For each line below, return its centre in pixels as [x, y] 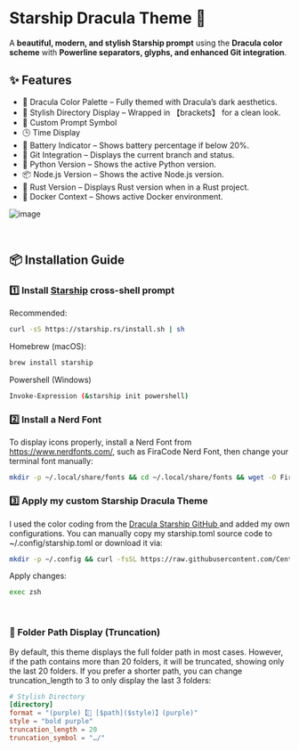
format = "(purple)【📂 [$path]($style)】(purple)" [104, 713]
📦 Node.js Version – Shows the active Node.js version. [123, 174]
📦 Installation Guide [67, 261]
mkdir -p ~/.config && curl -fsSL [73, 559]
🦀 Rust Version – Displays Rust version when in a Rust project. [135, 187]
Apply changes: [38, 576]
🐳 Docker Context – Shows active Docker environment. [123, 196]
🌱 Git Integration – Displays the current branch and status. [128, 154]
